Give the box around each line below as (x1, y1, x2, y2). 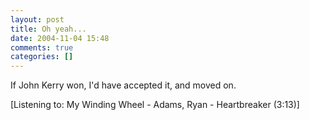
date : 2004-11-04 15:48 (10, 33, 110, 43)
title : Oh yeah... (10, 24, 87, 34)
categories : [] (10, 52, 74, 62)
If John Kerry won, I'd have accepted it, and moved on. (10, 79, 237, 91)
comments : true (10, 42, 74, 53)
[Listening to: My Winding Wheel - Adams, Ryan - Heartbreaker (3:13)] (10, 99, 300, 111)
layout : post (10, 14, 65, 25)
